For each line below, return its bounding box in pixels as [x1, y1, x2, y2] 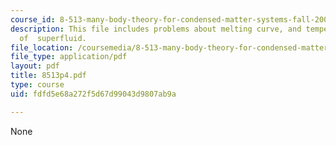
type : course [10, 80, 65, 90]
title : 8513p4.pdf [10, 71, 87, 81]
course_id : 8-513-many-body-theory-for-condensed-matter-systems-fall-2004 [10, 14, 333, 25]
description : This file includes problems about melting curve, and [10, 24, 302, 34]
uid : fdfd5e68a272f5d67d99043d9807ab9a [10, 89, 177, 99]
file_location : [10, 42, 74, 53]
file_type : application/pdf [10, 52, 128, 62]
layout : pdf [10, 61, 60, 71]
